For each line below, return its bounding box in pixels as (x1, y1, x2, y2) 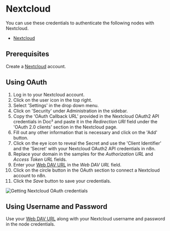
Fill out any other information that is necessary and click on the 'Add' (13, 129, 157, 135)
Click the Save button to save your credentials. (13, 178, 111, 184)
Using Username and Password (6, 202, 107, 211)
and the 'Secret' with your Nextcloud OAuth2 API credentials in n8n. (13, 145, 156, 151)
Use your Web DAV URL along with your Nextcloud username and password (6, 216, 165, 222)
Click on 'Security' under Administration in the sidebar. (13, 108, 128, 114)
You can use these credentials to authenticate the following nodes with (6, 20, 155, 26)
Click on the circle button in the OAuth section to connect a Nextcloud (13, 167, 160, 173)
